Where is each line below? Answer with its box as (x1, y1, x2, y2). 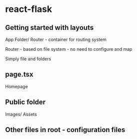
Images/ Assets (5, 111, 37, 117)
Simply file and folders (5, 56, 51, 62)
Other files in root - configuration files (5, 126, 126, 134)
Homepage (5, 83, 28, 89)
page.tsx (5, 70, 33, 79)
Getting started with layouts (5, 23, 94, 32)
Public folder (5, 98, 46, 107)
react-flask (5, 3, 52, 15)
